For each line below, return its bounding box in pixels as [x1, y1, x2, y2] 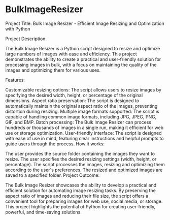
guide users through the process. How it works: [5, 141, 105, 147]
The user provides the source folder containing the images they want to [5, 150, 155, 156]
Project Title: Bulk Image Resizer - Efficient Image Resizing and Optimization [5, 20, 164, 26]
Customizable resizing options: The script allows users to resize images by [5, 86, 161, 92]
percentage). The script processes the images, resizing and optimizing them [5, 161, 165, 167]
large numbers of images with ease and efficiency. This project [5, 51, 137, 57]
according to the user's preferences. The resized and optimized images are [5, 167, 163, 173]
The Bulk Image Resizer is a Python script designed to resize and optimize [5, 45, 160, 51]
